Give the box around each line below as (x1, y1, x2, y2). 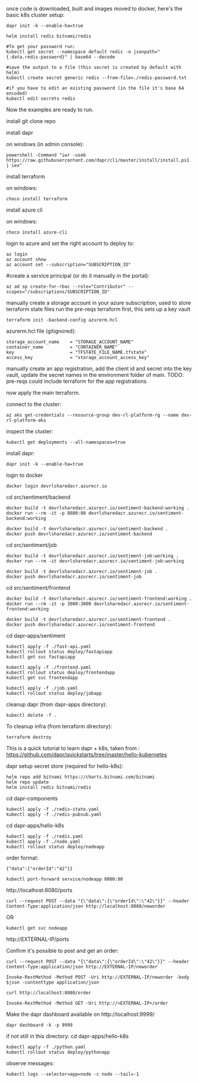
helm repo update (6, 779, 49, 785)
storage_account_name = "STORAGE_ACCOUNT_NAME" (6, 339, 134, 345)
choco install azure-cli (6, 229, 68, 235)
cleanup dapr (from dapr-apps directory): (6, 701, 107, 708)
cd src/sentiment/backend (6, 493, 71, 500)
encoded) (6, 90, 28, 96)
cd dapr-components (6, 795, 58, 802)
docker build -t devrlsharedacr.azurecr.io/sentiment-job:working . (6, 553, 179, 559)
